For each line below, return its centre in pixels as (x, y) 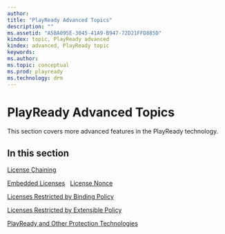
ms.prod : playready (35, 71)
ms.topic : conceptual (38, 65)
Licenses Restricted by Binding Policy (60, 197)
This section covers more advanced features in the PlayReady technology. (113, 132)
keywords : (21, 53)
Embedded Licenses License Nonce (60, 183)
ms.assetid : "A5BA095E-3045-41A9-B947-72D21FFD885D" (85, 33)
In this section (38, 153)
